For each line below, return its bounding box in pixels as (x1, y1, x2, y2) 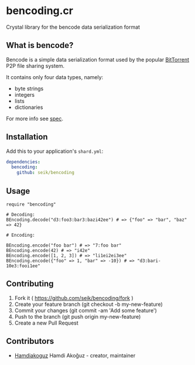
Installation (6, 132, 48, 142)
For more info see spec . (6, 115, 63, 122)
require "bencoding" (6, 202, 57, 207)
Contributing (6, 279, 54, 289)
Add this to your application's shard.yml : (6, 148, 104, 155)
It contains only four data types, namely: (6, 73, 104, 80)
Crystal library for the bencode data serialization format (6, 23, 141, 30)
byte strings (14, 85, 44, 92)
